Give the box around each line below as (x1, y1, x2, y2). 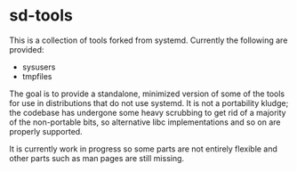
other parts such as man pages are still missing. (9, 152, 185, 163)
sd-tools (9, 5, 74, 26)
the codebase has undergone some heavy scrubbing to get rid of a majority (9, 107, 286, 118)
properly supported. (9, 126, 83, 136)
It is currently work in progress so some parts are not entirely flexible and (9, 143, 278, 154)
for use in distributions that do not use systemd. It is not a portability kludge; (9, 97, 289, 108)
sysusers (21, 61, 56, 72)
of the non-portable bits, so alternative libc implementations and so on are (9, 117, 281, 127)
